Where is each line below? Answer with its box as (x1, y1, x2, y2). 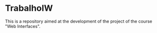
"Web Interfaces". (5, 23, 41, 29)
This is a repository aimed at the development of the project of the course (5, 18, 153, 24)
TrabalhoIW (5, 3, 53, 14)
